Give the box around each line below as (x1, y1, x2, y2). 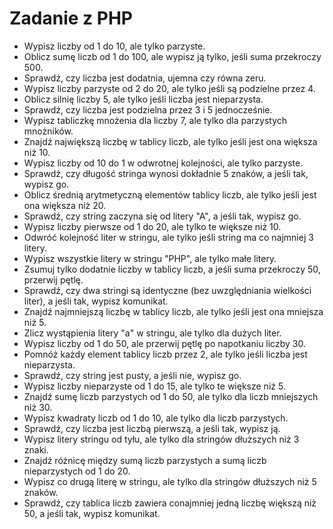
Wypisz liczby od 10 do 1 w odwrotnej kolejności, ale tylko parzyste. (23, 157, 304, 169)
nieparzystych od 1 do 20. (23, 465, 131, 477)
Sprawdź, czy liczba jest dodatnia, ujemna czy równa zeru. (23, 72, 267, 84)
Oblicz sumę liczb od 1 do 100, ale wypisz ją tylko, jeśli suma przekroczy (23, 50, 322, 62)
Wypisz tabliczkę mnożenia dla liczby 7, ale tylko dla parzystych (23, 114, 288, 126)
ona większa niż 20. (23, 199, 107, 211)
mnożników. (23, 125, 74, 137)
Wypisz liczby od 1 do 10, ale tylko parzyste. (23, 40, 206, 52)
